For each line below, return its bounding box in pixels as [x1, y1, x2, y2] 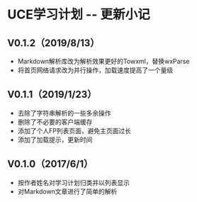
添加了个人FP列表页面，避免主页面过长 [17, 126, 132, 135]
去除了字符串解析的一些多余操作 [17, 108, 111, 117]
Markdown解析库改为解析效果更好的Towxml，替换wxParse [17, 57, 190, 65]
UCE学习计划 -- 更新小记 [7, 6, 150, 23]
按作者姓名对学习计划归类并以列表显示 [17, 178, 130, 186]
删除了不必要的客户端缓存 [17, 118, 93, 126]
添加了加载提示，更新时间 [17, 135, 93, 144]
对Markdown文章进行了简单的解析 [17, 187, 118, 196]
